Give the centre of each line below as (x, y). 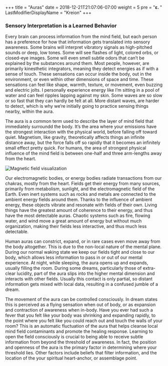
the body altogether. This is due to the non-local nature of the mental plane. (83, 247)
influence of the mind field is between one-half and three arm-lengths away (83, 154)
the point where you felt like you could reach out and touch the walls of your (84, 321)
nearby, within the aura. (30, 112)
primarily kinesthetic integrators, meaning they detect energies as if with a (82, 69)
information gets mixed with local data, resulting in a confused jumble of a (82, 284)
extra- (149, 268)
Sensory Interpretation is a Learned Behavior (61, 26)
